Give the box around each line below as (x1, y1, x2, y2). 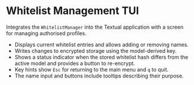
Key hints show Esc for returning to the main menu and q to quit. (14, 66, 169, 73)
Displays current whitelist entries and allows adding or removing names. (14, 41, 189, 48)
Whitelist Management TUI (6, 4, 139, 18)
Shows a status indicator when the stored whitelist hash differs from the (14, 53, 189, 60)
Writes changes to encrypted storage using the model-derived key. (14, 47, 177, 54)
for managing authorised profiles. (6, 29, 87, 36)
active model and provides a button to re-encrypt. (14, 60, 135, 67)
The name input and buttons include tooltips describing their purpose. (14, 72, 184, 79)
